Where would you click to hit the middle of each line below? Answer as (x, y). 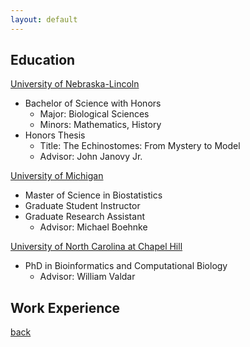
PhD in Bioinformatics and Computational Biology (126, 266)
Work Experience (65, 307)
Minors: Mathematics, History (100, 125)
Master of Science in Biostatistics (93, 195)
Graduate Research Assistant (84, 217)
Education (43, 60)
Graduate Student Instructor (82, 206)
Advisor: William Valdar (87, 277)
